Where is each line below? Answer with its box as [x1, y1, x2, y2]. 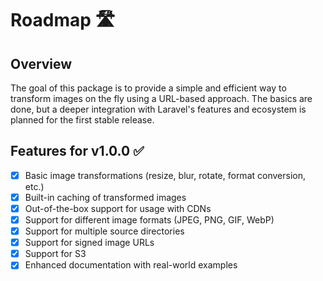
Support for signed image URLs [24, 237, 155, 249]
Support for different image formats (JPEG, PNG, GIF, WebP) [24, 214, 275, 226]
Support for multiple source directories [24, 225, 185, 237]
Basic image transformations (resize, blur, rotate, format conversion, [24, 169, 306, 181]
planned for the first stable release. [10, 114, 155, 126]
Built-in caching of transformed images [24, 191, 187, 203]
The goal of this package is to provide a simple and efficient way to [10, 82, 287, 94]
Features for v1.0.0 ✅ [10, 143, 145, 160]
